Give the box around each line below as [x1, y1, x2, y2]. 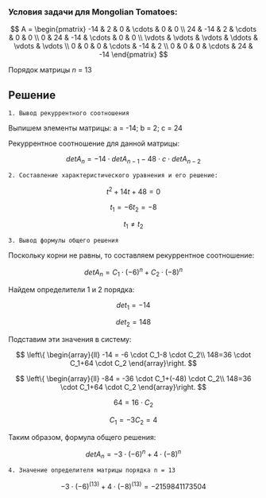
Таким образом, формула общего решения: [8, 432, 156, 442]
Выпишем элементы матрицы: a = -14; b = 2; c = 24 [8, 123, 183, 133]
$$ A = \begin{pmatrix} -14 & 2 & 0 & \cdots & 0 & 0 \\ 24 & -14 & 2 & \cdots [10, 25, 256, 34]
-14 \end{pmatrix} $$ [98, 50, 168, 60]
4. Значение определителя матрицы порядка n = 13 [8, 466, 176, 475]
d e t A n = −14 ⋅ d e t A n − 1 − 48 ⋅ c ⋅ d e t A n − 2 [66, 154, 201, 165]
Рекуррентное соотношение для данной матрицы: [8, 138, 180, 149]
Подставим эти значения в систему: [8, 335, 132, 344]
